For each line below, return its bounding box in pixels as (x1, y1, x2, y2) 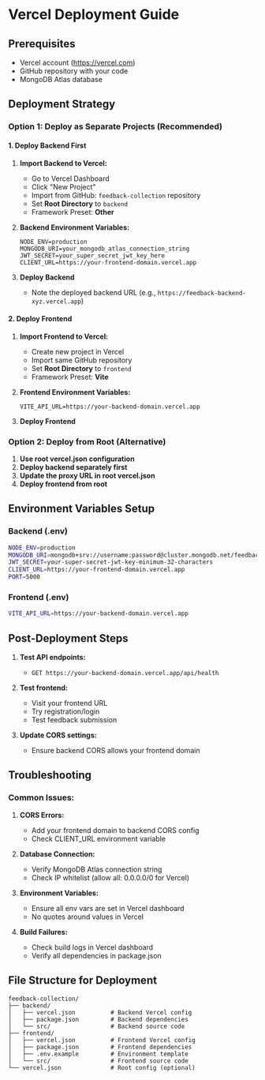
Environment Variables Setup (8, 502, 155, 516)
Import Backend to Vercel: (19, 158, 108, 167)
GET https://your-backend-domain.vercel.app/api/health (31, 669, 219, 677)
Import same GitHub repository (31, 355, 132, 365)
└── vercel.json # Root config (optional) (8, 1063, 196, 1071)
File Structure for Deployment (8, 973, 158, 988)
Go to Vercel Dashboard (31, 174, 110, 183)
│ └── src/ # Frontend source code (8, 1056, 189, 1065)
